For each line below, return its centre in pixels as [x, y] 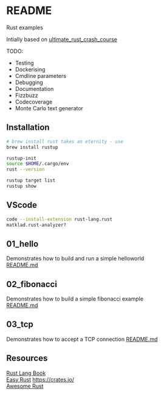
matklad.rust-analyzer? [36, 225]
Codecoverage [34, 102]
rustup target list [31, 180]
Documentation [34, 88]
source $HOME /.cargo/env [38, 164]
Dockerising [30, 69]
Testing [25, 63]
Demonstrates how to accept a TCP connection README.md [82, 339]
